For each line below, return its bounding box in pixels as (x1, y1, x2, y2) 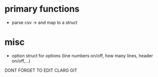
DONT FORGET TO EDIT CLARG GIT (4, 67, 78, 73)
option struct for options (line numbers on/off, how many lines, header (11, 53, 154, 58)
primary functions (4, 3, 80, 15)
